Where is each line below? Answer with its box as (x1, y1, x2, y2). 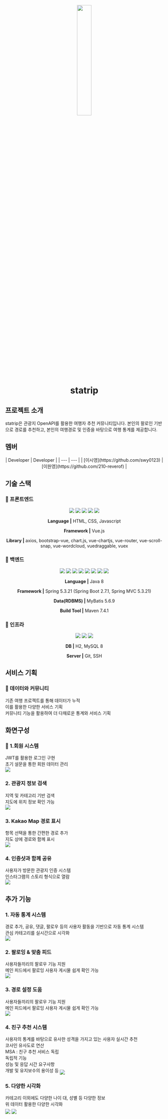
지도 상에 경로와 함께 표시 (5, 836, 55, 842)
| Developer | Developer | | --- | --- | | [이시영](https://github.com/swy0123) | (5, 457, 163, 463)
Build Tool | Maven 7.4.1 (60, 608, 109, 614)
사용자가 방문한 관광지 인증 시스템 (5, 868, 71, 874)
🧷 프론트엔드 (5, 496, 34, 503)
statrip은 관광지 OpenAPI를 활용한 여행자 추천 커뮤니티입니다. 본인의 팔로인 (5, 420, 153, 426)
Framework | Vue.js (63, 528, 105, 534)
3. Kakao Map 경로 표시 (5, 817, 61, 824)
